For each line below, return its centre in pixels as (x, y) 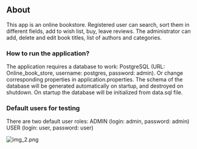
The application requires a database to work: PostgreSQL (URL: (86, 67)
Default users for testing (43, 108)
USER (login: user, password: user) (50, 128)
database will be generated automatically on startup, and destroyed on (95, 86)
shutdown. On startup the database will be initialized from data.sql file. (95, 92)
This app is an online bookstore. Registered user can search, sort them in (98, 24)
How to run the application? (48, 53)
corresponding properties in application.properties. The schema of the (95, 80)
